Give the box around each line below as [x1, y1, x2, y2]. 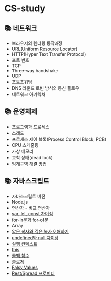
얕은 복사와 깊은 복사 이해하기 [11, 228, 69, 234]
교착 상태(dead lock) [11, 154, 53, 160]
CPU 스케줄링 [11, 142, 39, 148]
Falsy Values [11, 264, 38, 270]
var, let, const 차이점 [11, 211, 53, 216]
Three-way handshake [11, 68, 58, 73]
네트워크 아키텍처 [11, 91, 46, 97]
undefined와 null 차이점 [11, 234, 59, 241]
